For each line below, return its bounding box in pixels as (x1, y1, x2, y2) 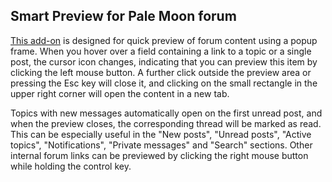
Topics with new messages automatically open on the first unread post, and (10, 107, 323, 119)
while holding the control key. (10, 160, 132, 172)
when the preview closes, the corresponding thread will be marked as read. (10, 117, 322, 129)
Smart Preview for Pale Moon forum (10, 8, 237, 25)
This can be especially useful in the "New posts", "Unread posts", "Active (10, 128, 312, 140)
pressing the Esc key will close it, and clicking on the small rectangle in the (10, 77, 318, 89)
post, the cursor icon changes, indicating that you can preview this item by (10, 55, 318, 68)
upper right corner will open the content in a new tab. (10, 87, 230, 99)
